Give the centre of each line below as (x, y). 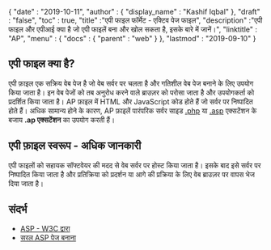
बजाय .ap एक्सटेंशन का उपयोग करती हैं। (62, 120)
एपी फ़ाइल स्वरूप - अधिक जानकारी (75, 146)
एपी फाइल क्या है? (42, 64)
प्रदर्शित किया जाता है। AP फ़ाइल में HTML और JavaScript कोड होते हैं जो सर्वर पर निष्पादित (131, 101)
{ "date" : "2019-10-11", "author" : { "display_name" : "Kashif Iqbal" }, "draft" (134, 12)
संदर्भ (18, 210)
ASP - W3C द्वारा (45, 229)
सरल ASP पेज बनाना (48, 238)
